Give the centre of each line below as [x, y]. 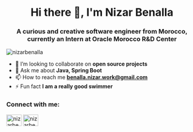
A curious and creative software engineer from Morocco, [102, 32]
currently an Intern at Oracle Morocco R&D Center [102, 39]
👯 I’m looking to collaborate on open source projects [81, 64]
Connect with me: [33, 105]
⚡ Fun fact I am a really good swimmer [64, 86]
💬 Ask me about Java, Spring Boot [58, 71]
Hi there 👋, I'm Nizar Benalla [102, 12]
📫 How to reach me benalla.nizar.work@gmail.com [81, 77]
